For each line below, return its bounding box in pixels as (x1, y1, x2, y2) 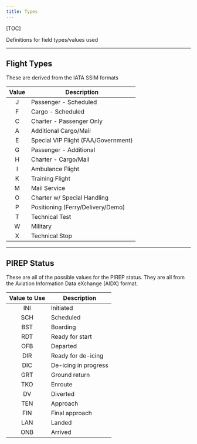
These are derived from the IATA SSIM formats (6, 74, 119, 81)
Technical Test (31, 213, 72, 221)
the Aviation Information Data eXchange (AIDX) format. (6, 280, 138, 287)
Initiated (50, 304, 73, 312)
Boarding (50, 323, 76, 331)
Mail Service (31, 184, 66, 192)
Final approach (50, 409, 93, 418)
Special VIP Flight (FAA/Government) (31, 136, 133, 145)
